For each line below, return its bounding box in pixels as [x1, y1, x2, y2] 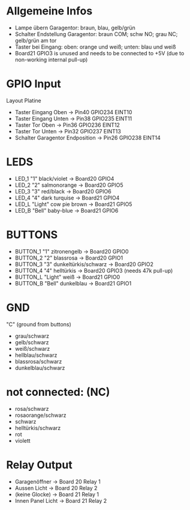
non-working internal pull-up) [14, 56, 88, 63]
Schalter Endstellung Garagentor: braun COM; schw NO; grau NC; [14, 30, 178, 37]
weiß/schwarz [14, 345, 50, 352]
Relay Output [6, 458, 73, 472]
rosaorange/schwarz [14, 411, 67, 419]
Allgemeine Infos [6, 4, 93, 18]
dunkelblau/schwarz [14, 364, 65, 371]
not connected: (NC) [6, 385, 110, 399]
